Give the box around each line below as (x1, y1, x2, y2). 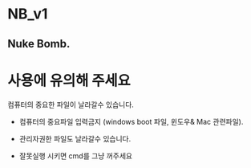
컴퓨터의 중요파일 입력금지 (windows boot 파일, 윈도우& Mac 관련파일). (18, 117, 244, 126)
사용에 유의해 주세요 (7, 72, 132, 89)
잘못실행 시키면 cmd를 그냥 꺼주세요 (18, 150, 133, 161)
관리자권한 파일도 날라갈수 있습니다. (18, 133, 132, 143)
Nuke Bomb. (7, 37, 71, 51)
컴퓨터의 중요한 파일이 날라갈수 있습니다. (7, 100, 134, 109)
